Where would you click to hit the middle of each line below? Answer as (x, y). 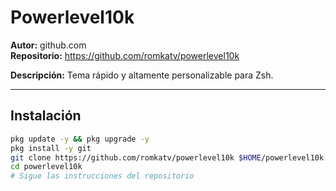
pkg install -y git (51, 148)
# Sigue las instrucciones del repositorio (102, 176)
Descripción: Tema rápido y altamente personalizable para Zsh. (142, 75)
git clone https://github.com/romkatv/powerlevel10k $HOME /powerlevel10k (167, 157)
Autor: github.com (48, 45)
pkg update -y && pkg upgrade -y (80, 139)
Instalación (46, 116)
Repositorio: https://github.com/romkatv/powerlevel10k (125, 55)
